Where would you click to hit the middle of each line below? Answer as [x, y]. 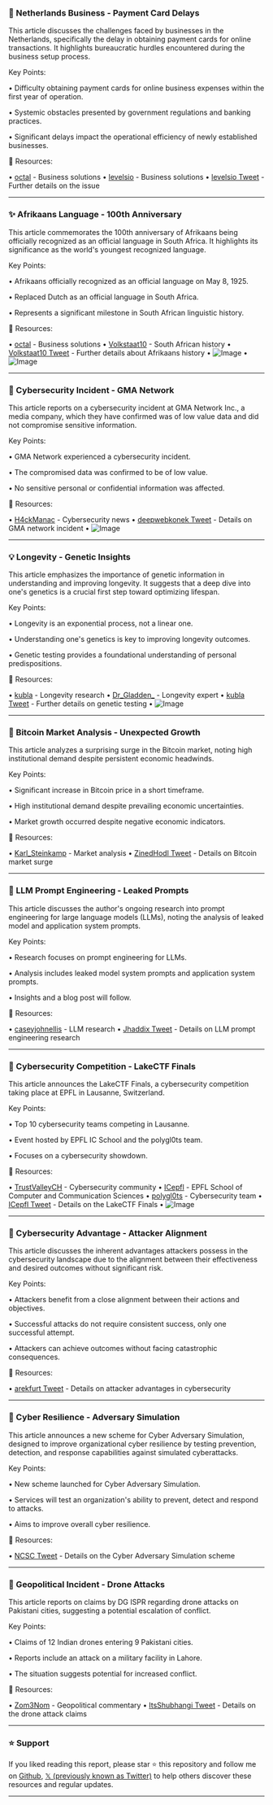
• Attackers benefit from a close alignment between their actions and [124, 1300]
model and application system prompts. [74, 926]
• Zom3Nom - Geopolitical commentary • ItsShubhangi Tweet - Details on [132, 1705]
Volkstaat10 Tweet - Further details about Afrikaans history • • [128, 352]
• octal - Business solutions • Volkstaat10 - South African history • [120, 344]
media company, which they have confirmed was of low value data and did [134, 416]
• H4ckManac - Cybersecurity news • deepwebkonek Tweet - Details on [130, 519]
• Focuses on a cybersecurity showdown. [78, 1156]
